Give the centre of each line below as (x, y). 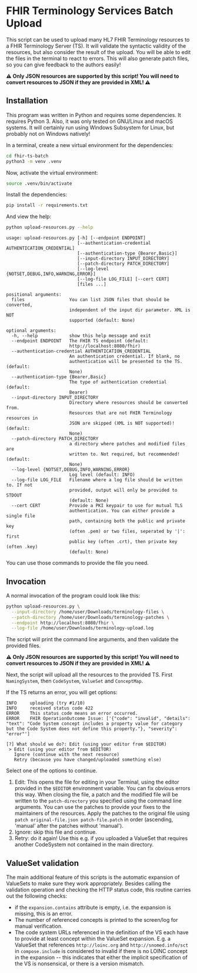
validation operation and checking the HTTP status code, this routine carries (98, 890)
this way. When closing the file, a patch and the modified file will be (96, 795)
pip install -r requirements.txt (47, 205)
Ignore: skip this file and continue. (56, 832)
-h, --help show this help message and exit (81, 336)
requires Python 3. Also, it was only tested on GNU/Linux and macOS (90, 121)
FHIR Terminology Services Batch (90, 11)
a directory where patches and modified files (127, 444)
